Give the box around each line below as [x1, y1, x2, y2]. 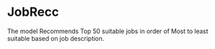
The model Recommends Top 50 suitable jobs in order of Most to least [7, 27, 209, 35]
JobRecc [7, 4, 59, 20]
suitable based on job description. [7, 34, 105, 42]
